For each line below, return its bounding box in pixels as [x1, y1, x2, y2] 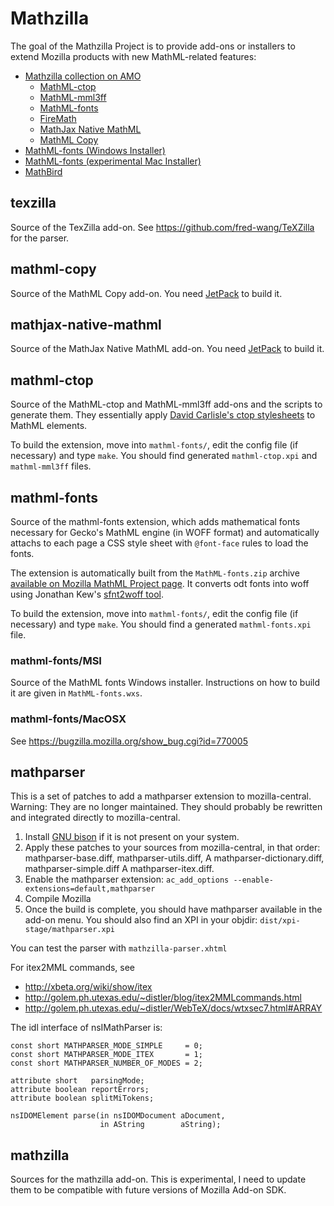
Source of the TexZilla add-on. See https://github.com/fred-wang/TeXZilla [10, 221, 315, 233]
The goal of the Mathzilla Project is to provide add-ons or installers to [10, 40, 296, 52]
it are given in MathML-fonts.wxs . [10, 687, 143, 699]
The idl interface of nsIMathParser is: [10, 1022, 163, 1034]
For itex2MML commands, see [10, 962, 136, 974]
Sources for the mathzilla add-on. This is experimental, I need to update [10, 1173, 307, 1186]
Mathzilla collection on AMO [24, 70, 142, 82]
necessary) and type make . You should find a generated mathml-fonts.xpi [10, 618, 312, 630]
